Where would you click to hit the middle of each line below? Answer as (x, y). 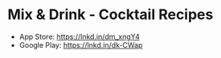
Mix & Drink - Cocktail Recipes (110, 15)
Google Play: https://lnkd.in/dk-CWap (81, 44)
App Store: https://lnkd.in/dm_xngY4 (79, 37)
